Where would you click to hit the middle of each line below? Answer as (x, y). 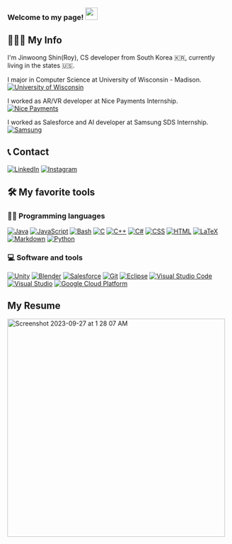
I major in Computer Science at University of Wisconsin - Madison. (104, 79)
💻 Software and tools (45, 257)
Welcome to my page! (46, 17)
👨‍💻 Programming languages (56, 216)
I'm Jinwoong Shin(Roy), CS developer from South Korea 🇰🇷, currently (111, 57)
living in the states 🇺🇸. (41, 65)
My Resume (34, 305)
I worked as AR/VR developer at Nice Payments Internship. (93, 101)
